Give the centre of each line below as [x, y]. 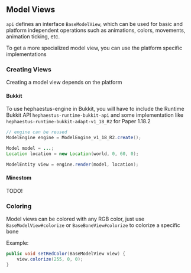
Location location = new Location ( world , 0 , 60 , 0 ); [72, 154]
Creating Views [29, 69]
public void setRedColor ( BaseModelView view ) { [66, 254]
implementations [27, 54]
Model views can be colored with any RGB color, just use [75, 219]
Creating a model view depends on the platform [64, 83]
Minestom [19, 178]
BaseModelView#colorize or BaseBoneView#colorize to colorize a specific [93, 225]
